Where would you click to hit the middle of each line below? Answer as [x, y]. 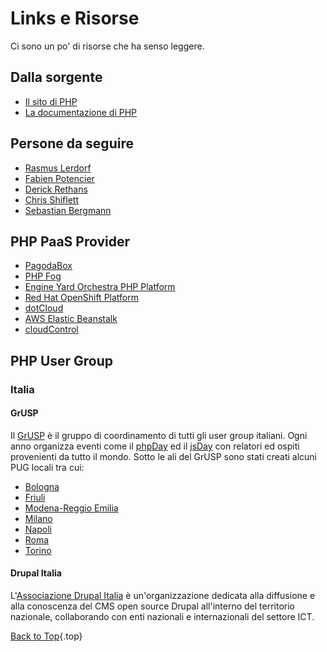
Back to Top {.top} [46, 636]
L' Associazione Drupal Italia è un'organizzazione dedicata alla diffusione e [163, 596]
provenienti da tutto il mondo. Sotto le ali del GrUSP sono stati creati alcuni [164, 456]
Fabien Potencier [59, 178]
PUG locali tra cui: [47, 467]
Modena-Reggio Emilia [71, 508]
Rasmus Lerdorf [58, 168]
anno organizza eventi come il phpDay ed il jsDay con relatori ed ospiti [155, 446]
